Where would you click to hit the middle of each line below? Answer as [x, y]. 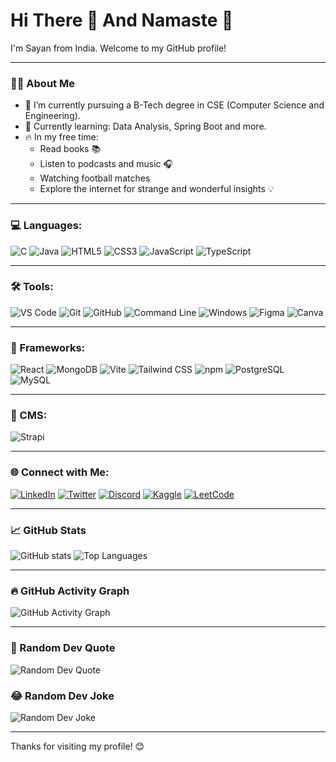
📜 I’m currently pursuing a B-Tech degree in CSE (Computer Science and [174, 105]
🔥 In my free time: [61, 137]
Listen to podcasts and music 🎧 [106, 164]
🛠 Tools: [32, 287]
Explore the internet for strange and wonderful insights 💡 [157, 189]
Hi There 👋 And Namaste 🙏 [122, 20]
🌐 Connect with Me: [60, 472]
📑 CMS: [29, 416]
